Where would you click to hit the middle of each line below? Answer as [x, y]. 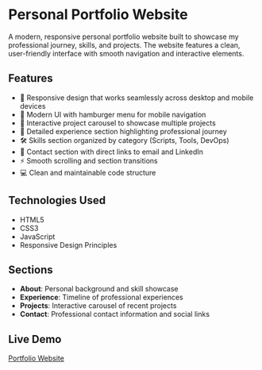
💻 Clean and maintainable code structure [88, 172]
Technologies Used [57, 200]
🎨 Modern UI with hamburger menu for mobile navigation [113, 114]
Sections [31, 270]
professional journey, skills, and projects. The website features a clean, [124, 44]
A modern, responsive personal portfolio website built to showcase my [124, 37]
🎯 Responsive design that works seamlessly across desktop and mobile [137, 98]
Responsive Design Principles [68, 245]
